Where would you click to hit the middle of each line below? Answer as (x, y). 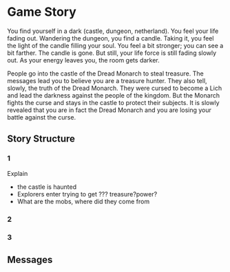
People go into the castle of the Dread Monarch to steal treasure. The (106, 73)
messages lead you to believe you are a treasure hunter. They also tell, (107, 80)
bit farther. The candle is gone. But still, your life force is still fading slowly (112, 53)
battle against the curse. (42, 117)
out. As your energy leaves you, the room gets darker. (83, 60)
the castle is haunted (47, 187)
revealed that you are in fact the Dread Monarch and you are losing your (109, 110)
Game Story (42, 12)
